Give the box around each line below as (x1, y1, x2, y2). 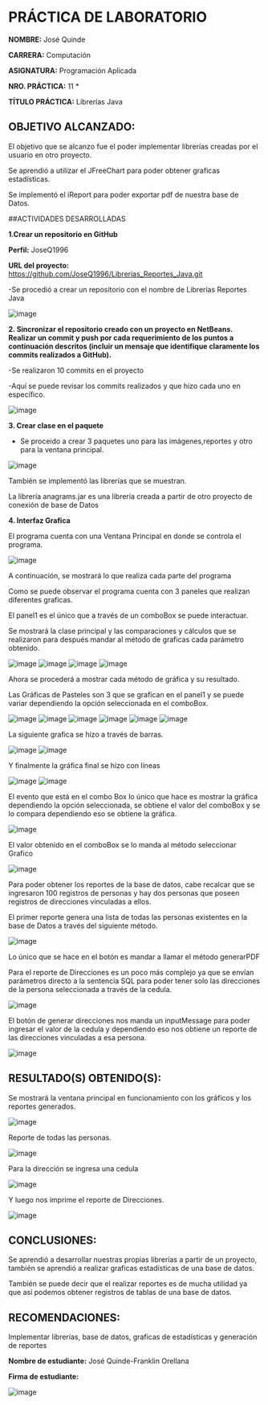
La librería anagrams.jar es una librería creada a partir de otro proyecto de (8, 491, 253, 501)
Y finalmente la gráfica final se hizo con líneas (8, 760, 160, 770)
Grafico (8, 848, 34, 858)
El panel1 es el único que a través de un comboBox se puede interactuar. (8, 611, 249, 620)
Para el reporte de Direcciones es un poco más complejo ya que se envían (8, 967, 254, 977)
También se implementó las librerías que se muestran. (8, 476, 187, 485)
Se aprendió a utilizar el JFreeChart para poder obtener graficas (8, 165, 221, 175)
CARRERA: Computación (8, 50, 91, 59)
